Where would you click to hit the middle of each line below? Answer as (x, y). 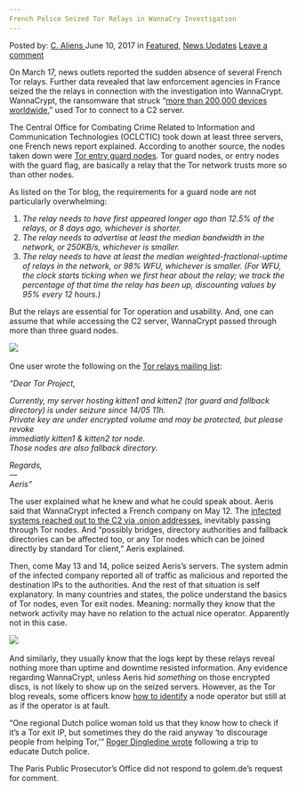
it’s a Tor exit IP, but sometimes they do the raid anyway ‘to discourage (139, 732)
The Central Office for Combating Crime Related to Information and (132, 127)
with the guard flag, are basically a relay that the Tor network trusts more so (148, 165)
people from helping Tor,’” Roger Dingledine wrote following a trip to (134, 741)
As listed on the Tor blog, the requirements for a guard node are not (133, 191)
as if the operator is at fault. (60, 705)
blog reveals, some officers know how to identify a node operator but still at (148, 696)
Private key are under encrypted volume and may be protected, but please (146, 419)
